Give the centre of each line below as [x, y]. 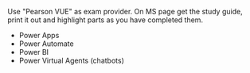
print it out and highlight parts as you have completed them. [105, 20]
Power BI [34, 52]
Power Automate [46, 44]
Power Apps [39, 35]
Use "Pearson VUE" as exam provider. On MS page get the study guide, [125, 12]
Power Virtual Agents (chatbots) [71, 60]
